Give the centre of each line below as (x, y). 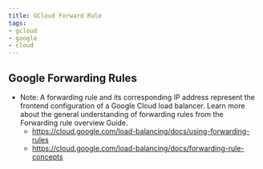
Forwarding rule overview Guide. (74, 123)
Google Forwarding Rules (73, 78)
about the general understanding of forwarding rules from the (121, 114)
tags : (17, 23)
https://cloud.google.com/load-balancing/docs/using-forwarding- (141, 131)
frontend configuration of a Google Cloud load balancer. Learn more (132, 106)
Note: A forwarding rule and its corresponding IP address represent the (137, 97)
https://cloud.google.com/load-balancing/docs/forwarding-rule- (138, 148)
